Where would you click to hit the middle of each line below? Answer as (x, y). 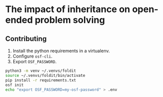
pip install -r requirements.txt (41, 80)
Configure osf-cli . (32, 56)
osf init (15, 85)
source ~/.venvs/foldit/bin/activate (45, 75)
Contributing (26, 39)
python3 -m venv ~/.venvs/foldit (41, 71)
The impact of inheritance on (68, 9)
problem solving (70, 20)
